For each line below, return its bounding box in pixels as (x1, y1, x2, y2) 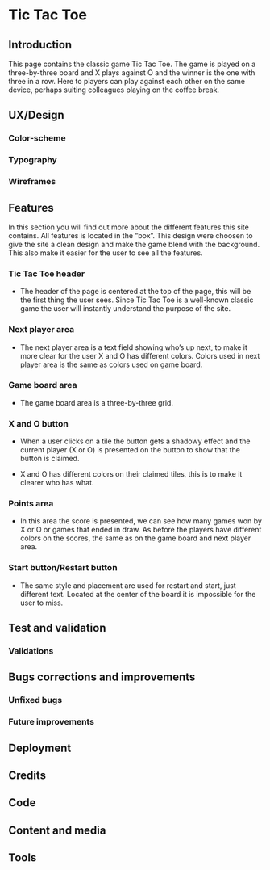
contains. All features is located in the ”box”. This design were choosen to (8, 230, 253, 240)
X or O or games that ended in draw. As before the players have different (19, 525, 262, 535)
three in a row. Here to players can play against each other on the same (8, 77, 246, 86)
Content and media (8, 823, 106, 837)
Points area (8, 498, 54, 510)
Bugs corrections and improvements (8, 670, 196, 684)
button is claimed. (19, 454, 80, 464)
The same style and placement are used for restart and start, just (19, 580, 236, 591)
